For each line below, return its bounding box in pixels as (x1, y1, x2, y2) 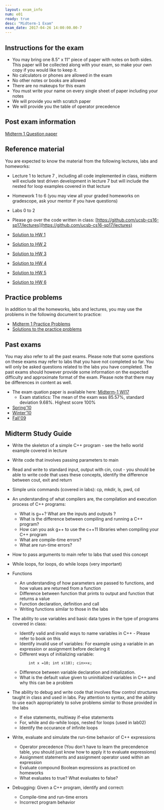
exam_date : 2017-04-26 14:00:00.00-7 (5, 26, 82, 30)
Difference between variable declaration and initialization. (19, 669, 136, 675)
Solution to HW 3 (12, 251, 47, 257)
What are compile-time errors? (19, 537, 82, 543)
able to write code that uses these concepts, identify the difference (12, 472, 148, 477)
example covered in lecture (12, 447, 68, 453)
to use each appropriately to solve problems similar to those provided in (12, 700, 157, 705)
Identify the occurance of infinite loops (19, 725, 98, 731)
